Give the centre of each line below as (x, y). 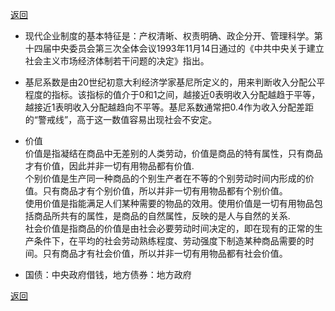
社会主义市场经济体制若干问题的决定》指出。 (117, 61)
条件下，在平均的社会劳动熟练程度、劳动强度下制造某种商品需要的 (169, 241)
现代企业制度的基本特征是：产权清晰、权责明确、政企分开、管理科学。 (169, 36)
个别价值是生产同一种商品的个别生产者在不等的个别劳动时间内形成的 (165, 178)
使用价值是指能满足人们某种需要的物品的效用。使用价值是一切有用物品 (169, 203)
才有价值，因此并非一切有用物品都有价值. (109, 166)
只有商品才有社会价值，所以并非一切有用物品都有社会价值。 (165, 253)
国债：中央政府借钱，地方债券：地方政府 (108, 274)
